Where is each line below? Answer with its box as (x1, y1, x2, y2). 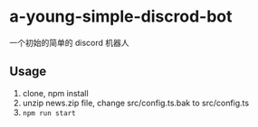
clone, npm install (22, 87, 89, 98)
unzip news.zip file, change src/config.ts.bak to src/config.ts (22, 97, 250, 108)
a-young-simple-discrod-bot (9, 6, 233, 27)
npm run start (22, 108, 76, 118)
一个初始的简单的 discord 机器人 (9, 37, 129, 48)
